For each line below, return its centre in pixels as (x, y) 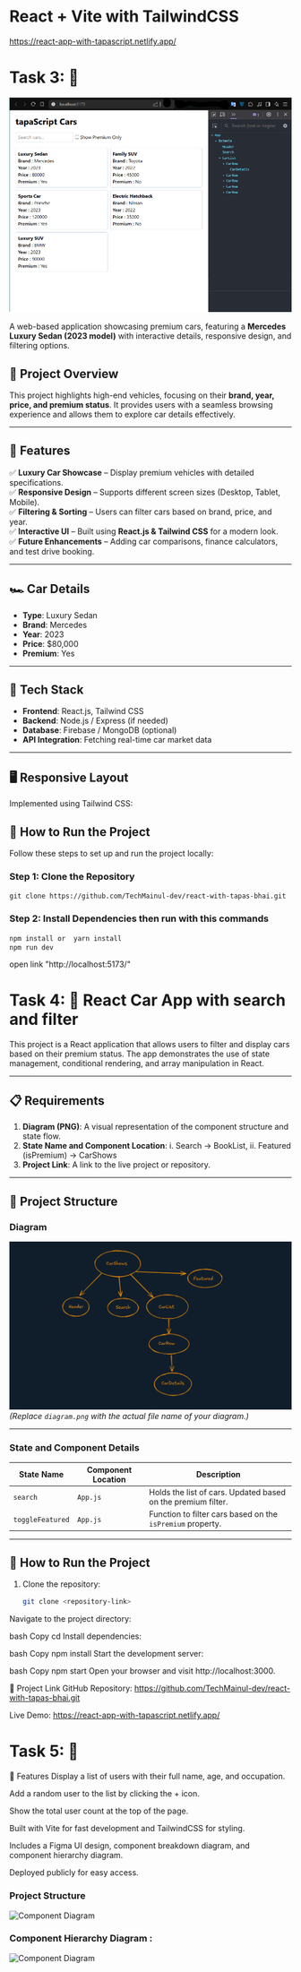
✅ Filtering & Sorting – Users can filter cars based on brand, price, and (141, 512)
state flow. (41, 1136)
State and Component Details (75, 1447)
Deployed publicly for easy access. (74, 1873)
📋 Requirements (57, 1101)
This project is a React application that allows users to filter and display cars (150, 1044)
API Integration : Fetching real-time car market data (117, 740)
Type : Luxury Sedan (60, 615)
